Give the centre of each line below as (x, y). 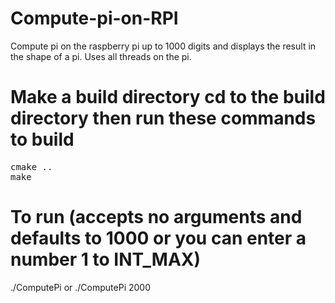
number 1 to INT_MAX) (106, 259)
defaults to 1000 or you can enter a (158, 238)
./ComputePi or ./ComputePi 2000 (81, 287)
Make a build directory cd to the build (168, 97)
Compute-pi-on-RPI (94, 18)
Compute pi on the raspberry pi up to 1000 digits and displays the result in (163, 46)
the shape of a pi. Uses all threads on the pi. (101, 56)
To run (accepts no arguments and (156, 217)
